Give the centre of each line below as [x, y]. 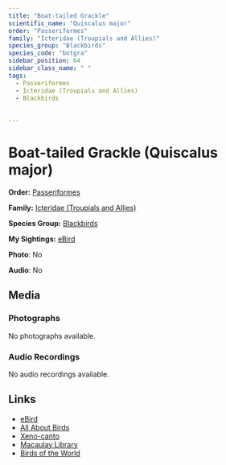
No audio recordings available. [59, 374]
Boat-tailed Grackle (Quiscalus [113, 153]
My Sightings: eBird [42, 239]
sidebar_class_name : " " [50, 68]
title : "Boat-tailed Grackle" [59, 16]
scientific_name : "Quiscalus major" [70, 23]
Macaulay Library [49, 444]
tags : [17, 76]
